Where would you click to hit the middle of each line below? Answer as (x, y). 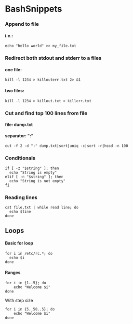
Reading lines (21, 197)
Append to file (22, 24)
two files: (15, 91)
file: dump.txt (19, 125)
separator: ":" (19, 136)
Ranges (13, 273)
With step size (19, 300)
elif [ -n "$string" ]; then (34, 177)
